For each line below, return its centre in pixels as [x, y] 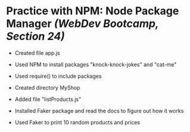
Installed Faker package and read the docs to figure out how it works [99, 110]
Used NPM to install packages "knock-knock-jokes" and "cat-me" [96, 65]
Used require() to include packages [58, 76]
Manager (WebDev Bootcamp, [82, 24]
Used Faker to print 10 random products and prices [77, 122]
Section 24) [36, 36]
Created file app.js [38, 53]
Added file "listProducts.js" [48, 99]
